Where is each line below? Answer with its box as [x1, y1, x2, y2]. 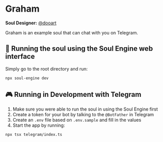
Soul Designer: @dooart [5, 20, 57, 26]
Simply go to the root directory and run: [5, 65, 88, 72]
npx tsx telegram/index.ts [5, 132, 62, 137]
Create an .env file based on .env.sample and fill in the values [12, 117, 141, 123]
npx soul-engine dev [5, 76, 49, 81]
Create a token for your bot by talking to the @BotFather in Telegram [12, 112, 154, 118]
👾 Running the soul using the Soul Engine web [5, 44, 153, 53]
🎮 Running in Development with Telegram [5, 90, 142, 99]
